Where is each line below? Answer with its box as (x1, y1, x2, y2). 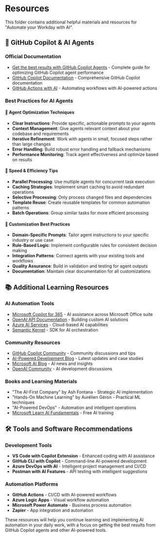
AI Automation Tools (5, 300, 54, 307)
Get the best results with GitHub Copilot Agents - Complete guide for (12, 64, 150, 70)
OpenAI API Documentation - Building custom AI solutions (12, 316, 128, 322)
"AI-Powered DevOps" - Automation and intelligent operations (12, 404, 136, 411)
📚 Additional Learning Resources (5, 283, 109, 291)
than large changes (12, 141, 51, 147)
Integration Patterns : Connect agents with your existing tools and (12, 253, 145, 259)
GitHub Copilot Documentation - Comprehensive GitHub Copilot (12, 74, 140, 81)
